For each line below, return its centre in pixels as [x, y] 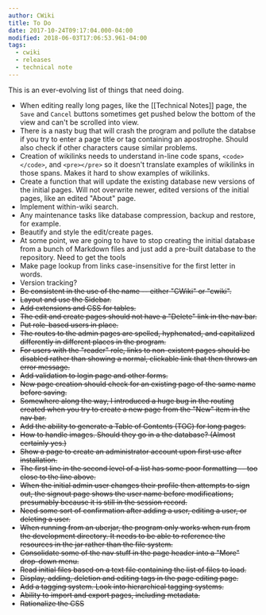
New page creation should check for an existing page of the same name [138, 384]
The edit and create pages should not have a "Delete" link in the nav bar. [138, 316]
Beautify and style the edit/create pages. [86, 232]
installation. [39, 460]
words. [31, 274]
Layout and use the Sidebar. [66, 300]
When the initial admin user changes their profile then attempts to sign [135, 485]
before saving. [43, 392]
